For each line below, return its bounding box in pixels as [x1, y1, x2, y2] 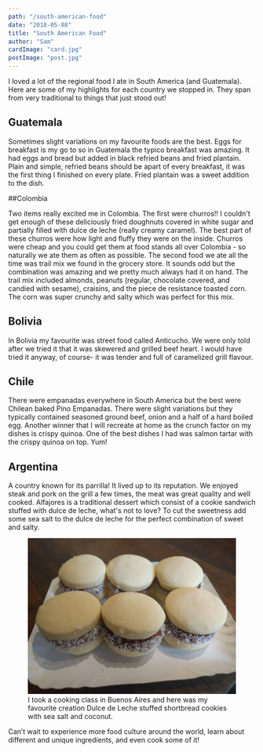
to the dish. [8, 178, 45, 187]
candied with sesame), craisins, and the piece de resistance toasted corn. [8, 283, 247, 293]
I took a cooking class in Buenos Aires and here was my [27, 695, 208, 704]
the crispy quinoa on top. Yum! [8, 438, 108, 447]
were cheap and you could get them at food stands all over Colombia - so [8, 242, 247, 251]
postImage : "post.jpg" [8, 54, 82, 62]
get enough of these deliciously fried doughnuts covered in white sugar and [8, 216, 254, 227]
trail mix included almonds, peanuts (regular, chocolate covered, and [8, 275, 230, 285]
